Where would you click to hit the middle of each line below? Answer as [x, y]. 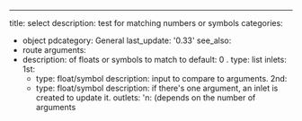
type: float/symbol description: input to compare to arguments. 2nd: [161, 78]
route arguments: [54, 50]
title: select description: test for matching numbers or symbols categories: [146, 23]
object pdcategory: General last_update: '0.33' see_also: [127, 40]
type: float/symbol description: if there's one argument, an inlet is [157, 88]
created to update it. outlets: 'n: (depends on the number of [146, 98]
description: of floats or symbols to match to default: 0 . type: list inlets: [155, 60]
